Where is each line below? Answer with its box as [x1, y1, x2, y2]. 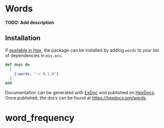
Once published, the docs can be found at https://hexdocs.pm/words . [5, 95, 148, 101]
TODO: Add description [5, 19, 55, 25]
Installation [5, 34, 41, 42]
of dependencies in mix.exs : [5, 52, 63, 58]
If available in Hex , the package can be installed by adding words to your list [5, 47, 160, 53]
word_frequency [5, 113, 75, 124]
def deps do [5, 62, 30, 67]
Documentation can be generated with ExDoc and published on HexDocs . [5, 90, 156, 96]
